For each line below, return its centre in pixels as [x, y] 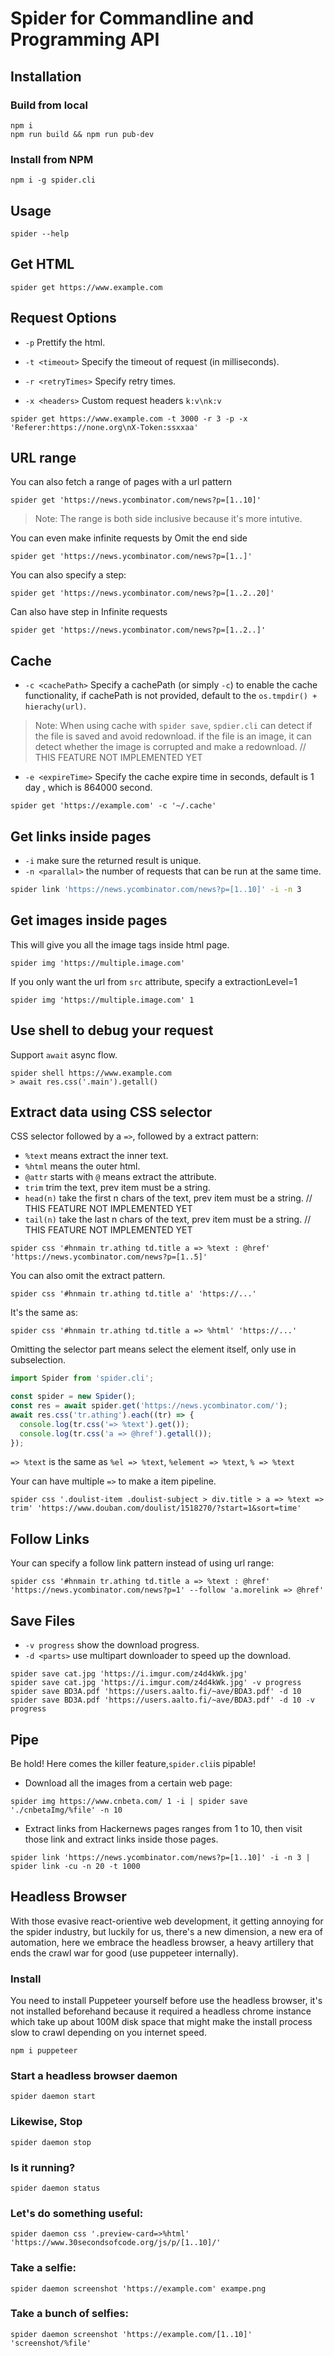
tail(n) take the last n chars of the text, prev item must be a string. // [168, 1219]
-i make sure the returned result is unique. [113, 861]
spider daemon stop [51, 2142]
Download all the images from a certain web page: [128, 1783]
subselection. [38, 1360]
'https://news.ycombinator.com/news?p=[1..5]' [109, 1257]
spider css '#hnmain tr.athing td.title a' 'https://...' [133, 1294]
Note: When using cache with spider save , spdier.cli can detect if [173, 726]
